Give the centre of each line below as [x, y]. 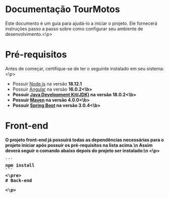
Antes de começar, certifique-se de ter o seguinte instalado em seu [75, 68]
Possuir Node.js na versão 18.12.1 [47, 84]
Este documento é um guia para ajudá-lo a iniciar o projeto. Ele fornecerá [81, 23]
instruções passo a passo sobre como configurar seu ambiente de [74, 28]
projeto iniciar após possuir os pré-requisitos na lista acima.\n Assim [79, 145]
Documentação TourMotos [63, 9]
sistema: [155, 68]
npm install [20, 165]
